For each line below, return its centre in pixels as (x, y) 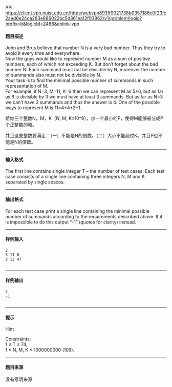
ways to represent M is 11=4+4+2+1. (44, 108)
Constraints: (18, 339)
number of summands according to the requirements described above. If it (84, 216)
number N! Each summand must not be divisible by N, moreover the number (85, 70)
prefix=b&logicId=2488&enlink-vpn (42, 24)
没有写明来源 (19, 379)
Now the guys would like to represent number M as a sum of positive (78, 59)
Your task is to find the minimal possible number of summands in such (79, 80)
